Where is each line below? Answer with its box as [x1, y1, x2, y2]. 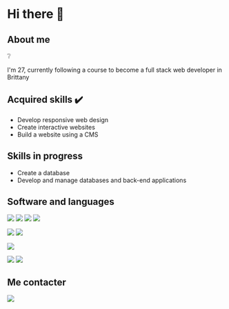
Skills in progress [7, 150, 83, 162]
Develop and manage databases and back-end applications [17, 176, 187, 184]
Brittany [7, 73, 30, 81]
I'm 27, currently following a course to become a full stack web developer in [7, 66, 223, 74]
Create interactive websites [17, 123, 95, 131]
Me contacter [7, 276, 67, 288]
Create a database [17, 168, 70, 177]
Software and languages [7, 196, 115, 208]
